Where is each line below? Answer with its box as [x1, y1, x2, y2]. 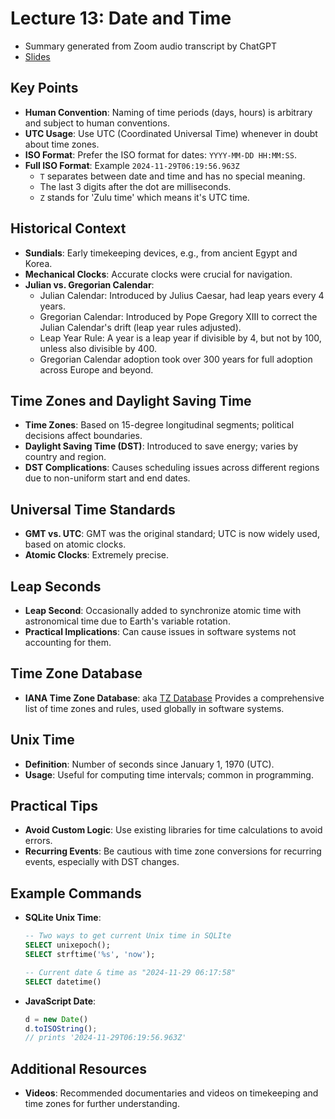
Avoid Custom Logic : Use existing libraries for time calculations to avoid [24, 824, 323, 836]
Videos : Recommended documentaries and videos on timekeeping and [24, 1087, 319, 1099]
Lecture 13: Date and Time [10, 7, 232, 30]
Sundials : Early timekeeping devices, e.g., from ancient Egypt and [24, 247, 298, 259]
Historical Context [10, 220, 127, 237]
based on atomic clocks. [24, 538, 127, 551]
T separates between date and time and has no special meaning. [39, 170, 306, 182]
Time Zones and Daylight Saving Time [10, 392, 252, 409]
